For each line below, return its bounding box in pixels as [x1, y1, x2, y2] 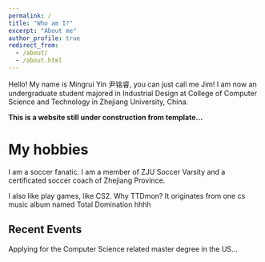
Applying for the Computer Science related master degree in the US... [8, 244, 238, 253]
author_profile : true [8, 34, 81, 42]
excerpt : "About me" [8, 26, 78, 34]
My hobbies [8, 141, 89, 159]
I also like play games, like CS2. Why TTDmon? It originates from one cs [8, 191, 246, 200]
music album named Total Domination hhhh [8, 200, 151, 209]
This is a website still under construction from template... [8, 112, 203, 122]
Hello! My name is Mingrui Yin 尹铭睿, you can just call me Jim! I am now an [8, 79, 258, 89]
